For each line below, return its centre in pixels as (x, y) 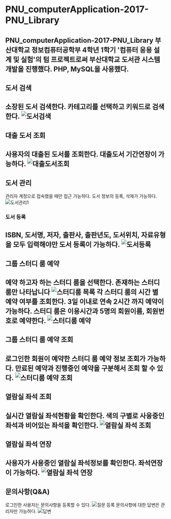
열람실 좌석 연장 (28, 444)
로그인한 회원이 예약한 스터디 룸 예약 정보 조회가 (76, 359)
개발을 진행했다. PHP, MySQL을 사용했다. (67, 69)
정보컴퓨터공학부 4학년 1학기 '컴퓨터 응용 (92, 50)
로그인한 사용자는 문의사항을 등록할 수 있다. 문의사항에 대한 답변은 (82, 505)
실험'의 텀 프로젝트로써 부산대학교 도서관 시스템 (90, 59)
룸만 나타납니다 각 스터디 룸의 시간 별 (82, 292)
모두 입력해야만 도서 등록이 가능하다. (66, 245)
